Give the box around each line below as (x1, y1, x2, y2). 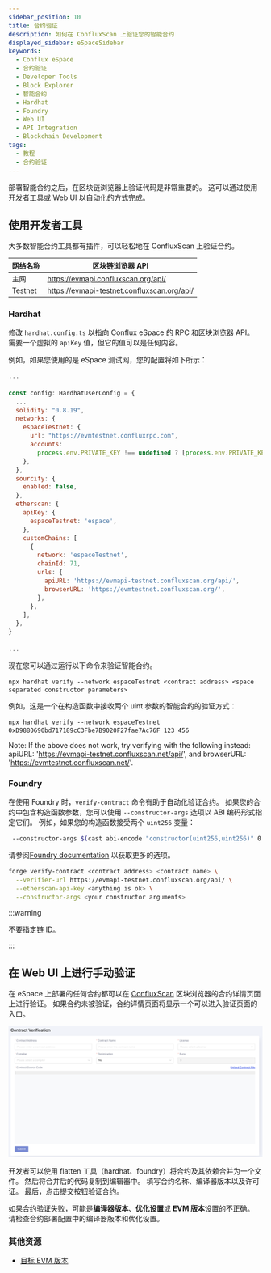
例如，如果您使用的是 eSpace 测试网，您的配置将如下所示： (8, 355, 207, 365)
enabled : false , (23, 483, 78, 491)
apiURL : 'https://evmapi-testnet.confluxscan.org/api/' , (44, 577, 240, 586)
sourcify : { (15, 474, 56, 483)
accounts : (29, 441, 63, 449)
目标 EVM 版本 (19, 1256, 69, 1266)
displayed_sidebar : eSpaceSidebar (8, 39, 125, 47)
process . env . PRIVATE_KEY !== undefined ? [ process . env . (37, 449, 229, 457)
